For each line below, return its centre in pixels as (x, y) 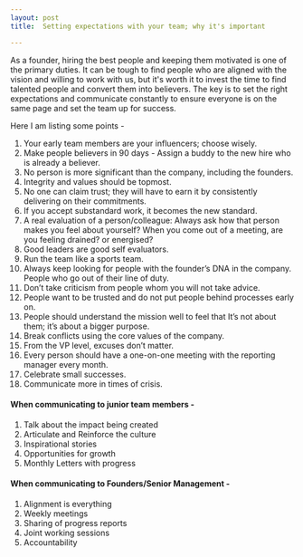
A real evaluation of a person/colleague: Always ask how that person (151, 220)
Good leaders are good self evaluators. (96, 249)
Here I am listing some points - (67, 125)
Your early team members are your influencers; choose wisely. (140, 143)
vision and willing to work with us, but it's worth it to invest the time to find (148, 79)
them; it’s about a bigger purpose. (86, 326)
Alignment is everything (67, 504)
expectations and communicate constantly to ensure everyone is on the (144, 98)
